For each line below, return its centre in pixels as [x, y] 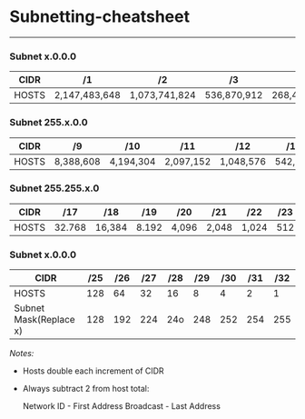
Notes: [22, 354]
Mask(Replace [44, 320]
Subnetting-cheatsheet [100, 17]
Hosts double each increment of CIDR [93, 371]
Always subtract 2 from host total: [86, 389]
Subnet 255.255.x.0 [54, 188]
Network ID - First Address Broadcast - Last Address [121, 406]
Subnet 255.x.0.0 [49, 123]
